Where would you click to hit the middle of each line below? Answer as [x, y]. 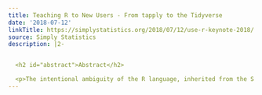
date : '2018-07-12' [40, 23]
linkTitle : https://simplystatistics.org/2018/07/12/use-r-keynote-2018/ [131, 30]
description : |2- [36, 44]
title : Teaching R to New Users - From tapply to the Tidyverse [115, 15]
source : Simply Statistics [52, 37]
